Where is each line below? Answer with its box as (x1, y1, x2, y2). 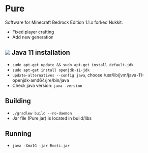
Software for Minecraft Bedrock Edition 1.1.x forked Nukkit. (5, 19, 123, 25)
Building (5, 97, 31, 105)
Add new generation (12, 34, 54, 40)
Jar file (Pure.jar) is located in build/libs (12, 115, 92, 121)
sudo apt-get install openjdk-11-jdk (12, 68, 90, 73)
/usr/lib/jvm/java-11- (103, 72, 144, 78)
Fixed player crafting (12, 29, 54, 35)
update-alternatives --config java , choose (12, 72, 103, 78)
